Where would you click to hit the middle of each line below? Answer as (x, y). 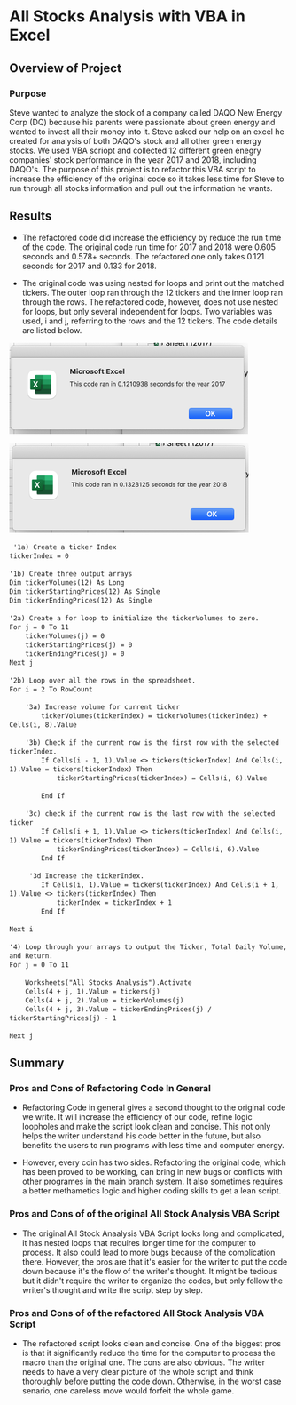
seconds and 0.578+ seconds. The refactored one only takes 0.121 (143, 256)
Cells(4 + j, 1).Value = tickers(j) (93, 991)
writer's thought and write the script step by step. (113, 1289)
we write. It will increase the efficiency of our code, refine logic (137, 1117)
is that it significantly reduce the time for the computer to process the (149, 1353)
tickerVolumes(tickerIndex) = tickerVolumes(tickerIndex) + (154, 716)
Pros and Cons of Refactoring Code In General (110, 1088)
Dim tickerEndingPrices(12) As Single (81, 600)
